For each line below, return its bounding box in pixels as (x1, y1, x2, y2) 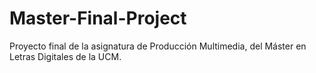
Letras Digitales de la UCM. (9, 50, 122, 62)
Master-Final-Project (9, 7, 187, 30)
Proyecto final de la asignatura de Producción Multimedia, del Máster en (9, 40, 307, 52)
